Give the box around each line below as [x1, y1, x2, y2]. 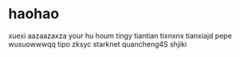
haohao [8, 5, 60, 23]
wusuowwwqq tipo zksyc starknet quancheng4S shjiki [8, 39, 187, 48]
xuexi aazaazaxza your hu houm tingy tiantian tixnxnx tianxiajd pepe [8, 31, 233, 40]
